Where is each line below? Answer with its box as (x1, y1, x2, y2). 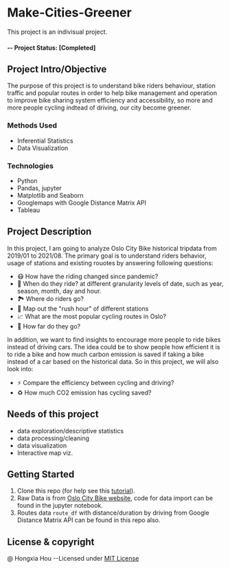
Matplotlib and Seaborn (16, 191, 84, 199)
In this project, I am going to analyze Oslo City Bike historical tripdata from (7, 244, 218, 252)
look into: (7, 364, 34, 373)
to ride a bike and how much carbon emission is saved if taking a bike (7, 350, 205, 358)
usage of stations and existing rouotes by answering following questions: (7, 258, 214, 267)
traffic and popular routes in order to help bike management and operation (7, 89, 218, 97)
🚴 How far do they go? (16, 322, 81, 330)
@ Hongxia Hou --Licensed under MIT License (7, 555, 139, 563)
